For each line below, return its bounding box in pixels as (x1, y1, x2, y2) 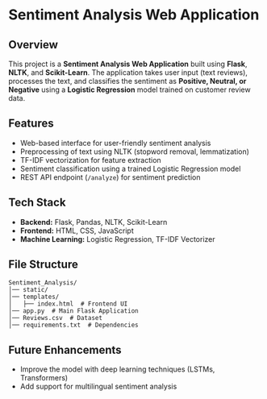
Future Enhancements (8, 343, 123, 356)
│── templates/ (8, 293, 60, 301)
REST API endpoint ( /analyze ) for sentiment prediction (19, 172, 201, 182)
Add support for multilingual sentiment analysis (19, 381, 177, 392)
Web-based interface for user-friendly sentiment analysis (19, 138, 211, 148)
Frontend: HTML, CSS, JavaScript (19, 226, 135, 235)
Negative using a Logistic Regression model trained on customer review (8, 85, 252, 94)
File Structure (8, 258, 78, 272)
